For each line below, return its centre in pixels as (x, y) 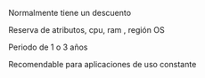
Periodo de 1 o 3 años (48, 47)
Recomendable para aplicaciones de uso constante (102, 64)
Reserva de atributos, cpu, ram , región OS (87, 30)
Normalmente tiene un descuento (70, 13)
